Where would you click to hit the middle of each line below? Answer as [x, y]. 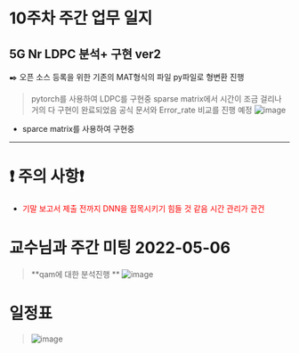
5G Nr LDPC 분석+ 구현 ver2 [85, 54]
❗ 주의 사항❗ [47, 177]
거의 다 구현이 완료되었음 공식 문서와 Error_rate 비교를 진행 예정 [141, 110]
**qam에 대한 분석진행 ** [75, 274]
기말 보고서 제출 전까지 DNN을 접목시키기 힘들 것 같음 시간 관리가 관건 [143, 208]
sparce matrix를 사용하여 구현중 [78, 129]
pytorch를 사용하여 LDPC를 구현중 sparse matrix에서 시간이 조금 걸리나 [156, 99]
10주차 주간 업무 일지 [81, 18]
